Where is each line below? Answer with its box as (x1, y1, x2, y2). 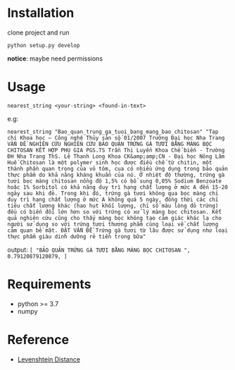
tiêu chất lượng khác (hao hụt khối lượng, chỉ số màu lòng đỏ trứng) (7, 202, 219, 209)
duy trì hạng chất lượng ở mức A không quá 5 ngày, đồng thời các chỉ (7, 196, 219, 203)
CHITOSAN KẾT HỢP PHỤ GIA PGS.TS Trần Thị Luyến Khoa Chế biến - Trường (7, 147, 225, 154)
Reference (7, 332, 69, 347)
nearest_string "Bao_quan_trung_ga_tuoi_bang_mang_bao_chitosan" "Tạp (7, 128, 219, 135)
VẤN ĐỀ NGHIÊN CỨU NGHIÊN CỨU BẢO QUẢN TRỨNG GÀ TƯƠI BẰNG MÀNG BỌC (7, 140, 212, 147)
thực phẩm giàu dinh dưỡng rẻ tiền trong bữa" (7, 233, 146, 240)
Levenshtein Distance (17, 354, 81, 364)
